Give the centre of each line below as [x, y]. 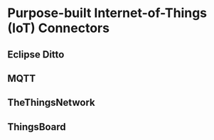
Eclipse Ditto [36, 54]
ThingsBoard [37, 127]
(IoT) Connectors [59, 28]
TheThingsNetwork [51, 103]
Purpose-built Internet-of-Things [107, 13]
